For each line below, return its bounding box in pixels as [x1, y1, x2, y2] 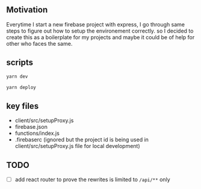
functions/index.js [14, 129, 60, 137]
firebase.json [14, 123, 48, 131]
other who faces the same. [6, 40, 73, 47]
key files [6, 101, 39, 111]
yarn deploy [6, 84, 36, 90]
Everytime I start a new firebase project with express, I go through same [6, 20, 185, 28]
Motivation [6, 5, 48, 15]
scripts [6, 57, 33, 68]
